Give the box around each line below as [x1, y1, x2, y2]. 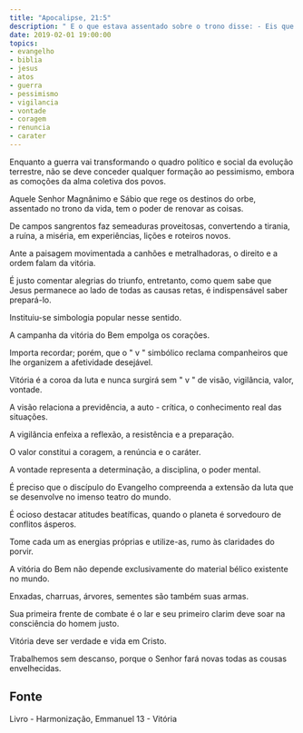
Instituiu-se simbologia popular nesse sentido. [9, 312, 182, 322]
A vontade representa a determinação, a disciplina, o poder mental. [9, 464, 261, 475]
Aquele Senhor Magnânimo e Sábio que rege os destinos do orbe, [9, 193, 257, 204]
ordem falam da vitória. [9, 257, 96, 268]
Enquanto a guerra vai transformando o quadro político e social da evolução [9, 156, 293, 167]
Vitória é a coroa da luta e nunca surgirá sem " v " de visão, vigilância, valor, [9, 374, 295, 385]
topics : [9, 38, 39, 48]
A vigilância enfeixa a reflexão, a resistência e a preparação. [9, 429, 235, 440]
